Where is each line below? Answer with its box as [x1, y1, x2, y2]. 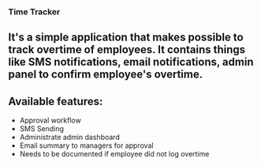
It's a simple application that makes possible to [8, 31, 244, 44]
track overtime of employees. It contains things [8, 43, 246, 57]
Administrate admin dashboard [19, 133, 120, 142]
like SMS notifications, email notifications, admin [8, 55, 254, 69]
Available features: [8, 94, 103, 108]
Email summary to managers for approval [19, 141, 154, 150]
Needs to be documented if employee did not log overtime [19, 149, 210, 159]
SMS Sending [19, 124, 65, 134]
